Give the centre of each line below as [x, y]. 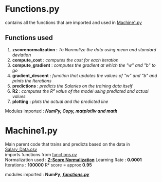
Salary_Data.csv [21, 149]
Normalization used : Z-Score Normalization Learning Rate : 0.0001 [73, 160]
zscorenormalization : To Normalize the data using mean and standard [84, 49]
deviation [21, 55]
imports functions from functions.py [41, 154]
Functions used [29, 38]
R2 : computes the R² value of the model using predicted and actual [80, 91]
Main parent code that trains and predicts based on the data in [68, 144]
